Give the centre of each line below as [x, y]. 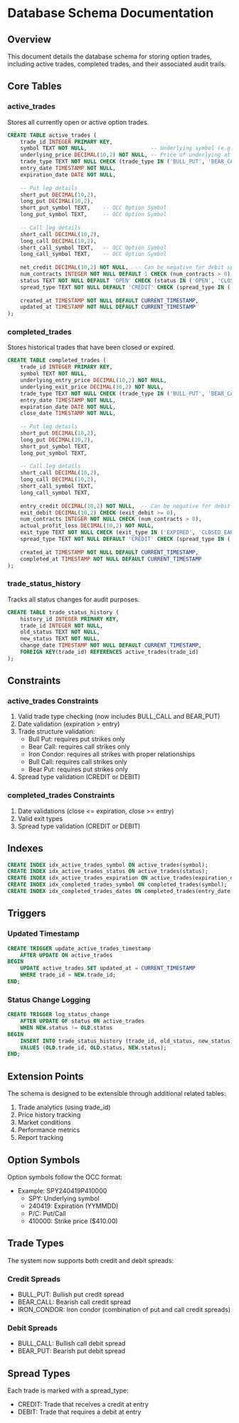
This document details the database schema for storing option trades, [110, 56]
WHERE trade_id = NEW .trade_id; [68, 975]
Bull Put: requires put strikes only [77, 739]
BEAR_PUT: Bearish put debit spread [71, 1351]
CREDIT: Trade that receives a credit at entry [83, 1405]
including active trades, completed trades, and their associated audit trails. [117, 64]
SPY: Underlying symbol [64, 1198]
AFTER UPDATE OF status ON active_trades [82, 1021]
